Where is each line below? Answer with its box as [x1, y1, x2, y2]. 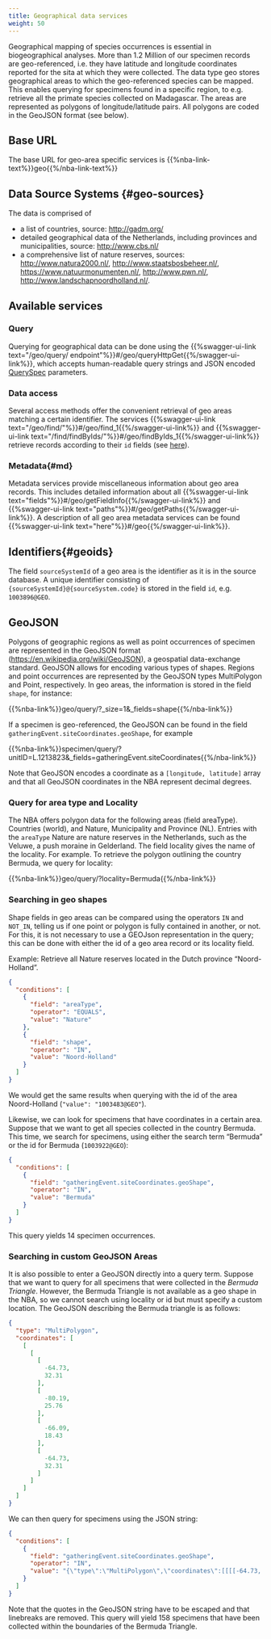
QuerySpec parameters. [8, 367, 89, 376]
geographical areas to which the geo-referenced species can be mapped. [8, 76, 254, 86]
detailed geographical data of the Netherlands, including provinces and [19, 233, 257, 242]
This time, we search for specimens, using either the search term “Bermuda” [8, 1132, 263, 1141]
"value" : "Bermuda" [29, 1193, 95, 1202]
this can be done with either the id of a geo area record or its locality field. [8, 938, 255, 948]
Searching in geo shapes [8, 894, 107, 906]
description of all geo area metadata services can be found [43, 513, 240, 523]
